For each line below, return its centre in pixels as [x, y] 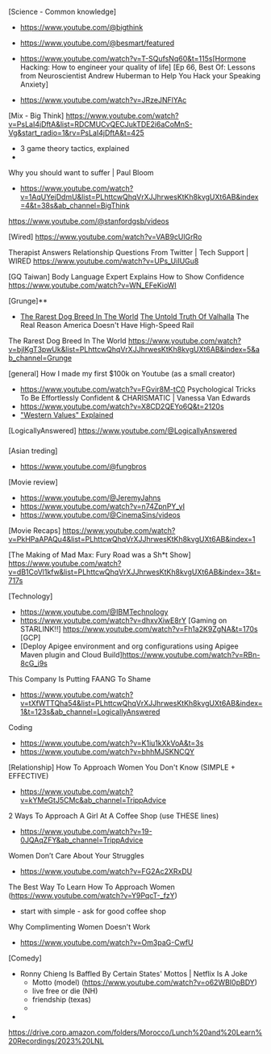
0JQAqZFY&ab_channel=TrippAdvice [81, 840]
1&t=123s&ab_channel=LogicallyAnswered [90, 712]
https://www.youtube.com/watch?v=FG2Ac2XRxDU [106, 871]
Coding [21, 727]
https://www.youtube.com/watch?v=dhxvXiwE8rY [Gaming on [123, 620]
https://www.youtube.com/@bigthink [81, 27]
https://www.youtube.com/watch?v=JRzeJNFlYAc [103, 100]
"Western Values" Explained [67, 415]
